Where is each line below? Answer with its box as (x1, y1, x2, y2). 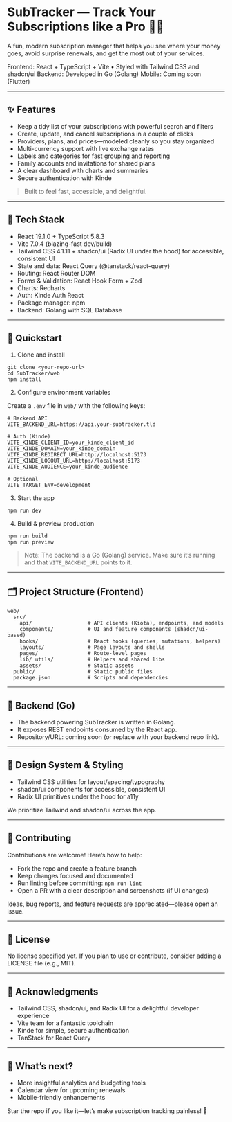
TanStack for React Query (17, 1033, 91, 1042)
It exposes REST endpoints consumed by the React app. (17, 725, 177, 733)
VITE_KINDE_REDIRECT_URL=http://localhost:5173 (7, 452, 147, 458)
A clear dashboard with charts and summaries (17, 166, 148, 175)
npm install (7, 376, 41, 383)
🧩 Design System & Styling (7, 759, 124, 771)
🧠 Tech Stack (7, 214, 65, 226)
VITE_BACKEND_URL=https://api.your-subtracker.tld (7, 421, 156, 428)
